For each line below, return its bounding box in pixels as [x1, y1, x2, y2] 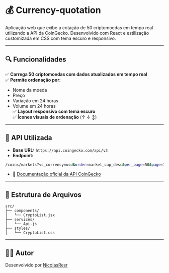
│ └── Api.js [5, 222, 37, 227]
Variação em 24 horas [12, 97, 59, 104]
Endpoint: [12, 152, 34, 158]
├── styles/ [5, 226, 30, 231]
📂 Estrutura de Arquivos [5, 190, 82, 199]
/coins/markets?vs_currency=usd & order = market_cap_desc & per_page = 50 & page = [5, 162, 163, 167]
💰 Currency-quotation [5, 5, 102, 16]
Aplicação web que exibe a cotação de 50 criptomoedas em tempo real [5, 24, 153, 31]
